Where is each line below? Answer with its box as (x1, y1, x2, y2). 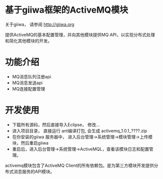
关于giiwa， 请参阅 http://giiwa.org (5, 21, 74, 27)
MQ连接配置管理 (12, 86, 45, 91)
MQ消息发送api (12, 80, 43, 86)
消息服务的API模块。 (13, 168, 55, 174)
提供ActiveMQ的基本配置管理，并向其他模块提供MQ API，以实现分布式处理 (5, 32, 155, 37)
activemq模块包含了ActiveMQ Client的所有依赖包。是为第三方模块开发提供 (5, 162, 154, 168)
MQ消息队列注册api (12, 73, 51, 79)
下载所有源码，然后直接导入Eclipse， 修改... (12, 122, 100, 127)
